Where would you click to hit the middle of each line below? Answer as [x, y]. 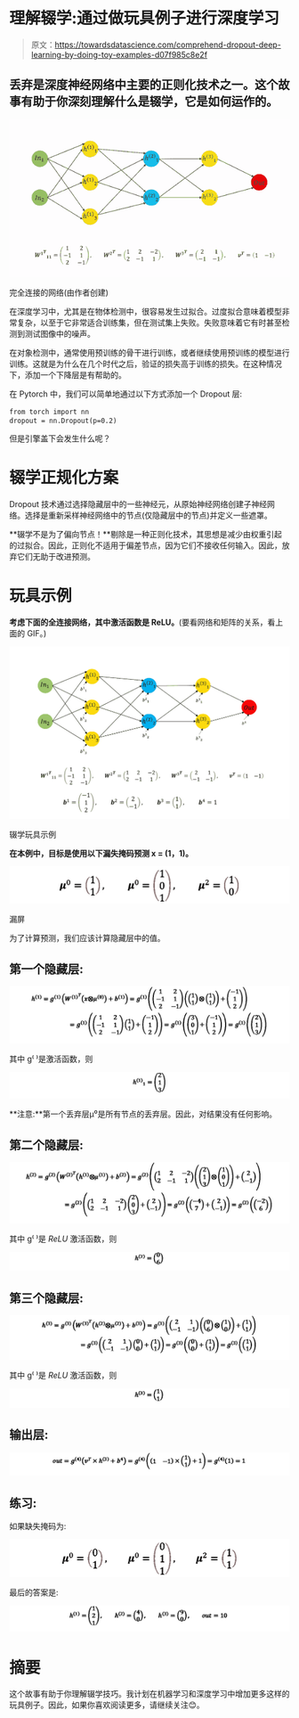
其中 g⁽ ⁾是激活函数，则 [51, 1059]
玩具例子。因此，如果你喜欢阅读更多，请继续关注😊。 [107, 1705]
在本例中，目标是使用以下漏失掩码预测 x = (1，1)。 [101, 854]
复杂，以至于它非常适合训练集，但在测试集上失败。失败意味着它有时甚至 [149, 323]
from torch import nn [49, 412]
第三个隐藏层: [47, 1298]
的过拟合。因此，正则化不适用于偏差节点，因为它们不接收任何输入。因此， [145, 545]
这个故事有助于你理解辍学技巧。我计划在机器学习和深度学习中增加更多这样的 [149, 1694]
